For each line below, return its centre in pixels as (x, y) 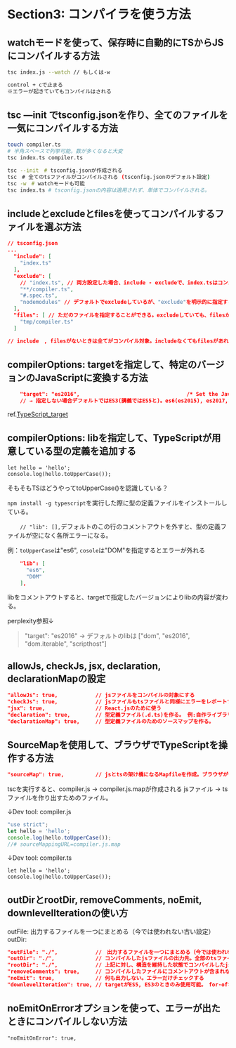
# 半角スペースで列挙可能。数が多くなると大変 (65, 152)
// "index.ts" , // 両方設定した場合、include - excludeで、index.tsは (119, 283)
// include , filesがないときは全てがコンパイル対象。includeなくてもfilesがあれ (118, 341)
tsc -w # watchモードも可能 (46, 183)
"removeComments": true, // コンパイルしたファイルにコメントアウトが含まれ (116, 972)
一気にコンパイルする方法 (63, 128)
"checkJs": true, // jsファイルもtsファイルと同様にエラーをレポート (117, 702)
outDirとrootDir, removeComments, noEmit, (105, 900)
